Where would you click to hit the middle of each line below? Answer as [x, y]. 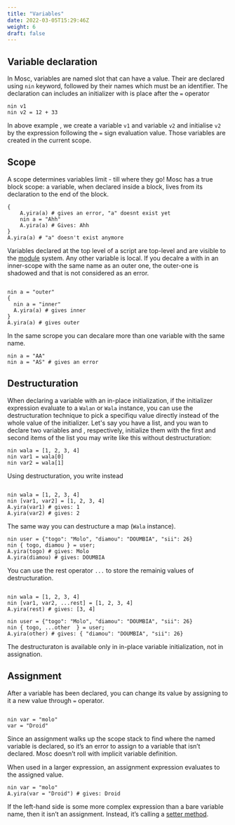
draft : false [26, 33]
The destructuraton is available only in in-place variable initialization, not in [115, 646]
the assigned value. [36, 775]
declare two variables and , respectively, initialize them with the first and [112, 430]
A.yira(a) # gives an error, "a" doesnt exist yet [95, 213]
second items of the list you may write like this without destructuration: [109, 437]
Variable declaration [53, 61]
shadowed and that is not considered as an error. [78, 273]
